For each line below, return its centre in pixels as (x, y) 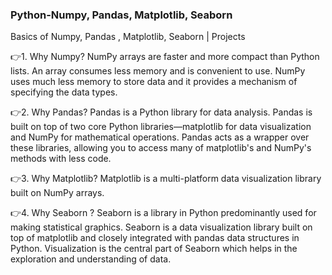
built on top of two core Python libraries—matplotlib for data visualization (161, 127)
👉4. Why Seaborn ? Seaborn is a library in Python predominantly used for (163, 213)
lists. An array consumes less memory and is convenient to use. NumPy (158, 71)
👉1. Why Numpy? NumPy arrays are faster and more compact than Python (165, 57)
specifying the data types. (64, 92)
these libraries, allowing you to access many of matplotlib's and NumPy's (161, 148)
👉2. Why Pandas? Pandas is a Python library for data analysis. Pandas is (161, 112)
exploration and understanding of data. (91, 259)
